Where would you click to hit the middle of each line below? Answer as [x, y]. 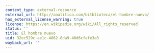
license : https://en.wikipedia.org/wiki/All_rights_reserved [72, 24]
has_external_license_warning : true [44, 19]
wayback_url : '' [22, 43]
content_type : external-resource [41, 10]
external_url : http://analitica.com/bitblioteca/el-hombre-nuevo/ [77, 15]
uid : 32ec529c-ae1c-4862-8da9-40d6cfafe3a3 [52, 38]
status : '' [17, 29]
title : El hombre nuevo [31, 33]
